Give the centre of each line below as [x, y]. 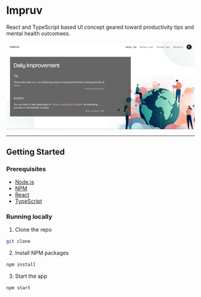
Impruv [25, 10]
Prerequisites [26, 169]
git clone [19, 241]
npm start [19, 288]
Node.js [25, 182]
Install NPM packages [42, 253]
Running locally [29, 217]
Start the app [31, 276]
